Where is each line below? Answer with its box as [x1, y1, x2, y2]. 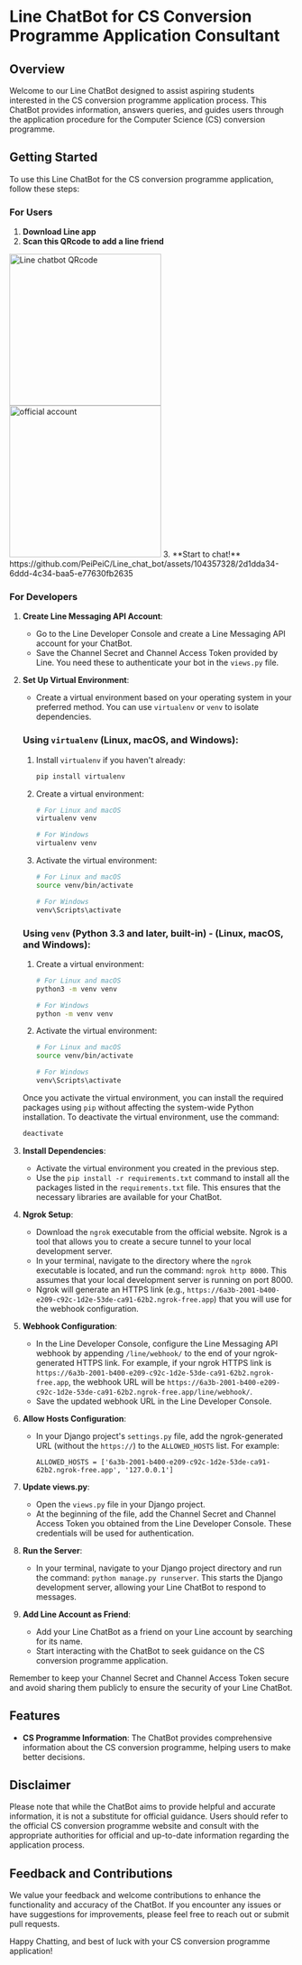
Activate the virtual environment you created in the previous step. [35, 1162, 279, 1174]
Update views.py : [22, 1481, 90, 1492]
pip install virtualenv [35, 771, 126, 781]
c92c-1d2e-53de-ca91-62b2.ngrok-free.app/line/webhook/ [35, 1388, 251, 1397]
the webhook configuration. [35, 1303, 140, 1314]
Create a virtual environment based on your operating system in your [35, 692, 292, 703]
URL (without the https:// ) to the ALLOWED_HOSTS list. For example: [35, 1440, 279, 1451]
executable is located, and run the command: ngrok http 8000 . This [35, 1265, 287, 1276]
